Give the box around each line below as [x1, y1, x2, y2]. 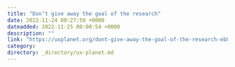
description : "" [7, 29, 55, 37]
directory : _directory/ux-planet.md [7, 50, 114, 57]
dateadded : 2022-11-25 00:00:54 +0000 [7, 23, 120, 30]
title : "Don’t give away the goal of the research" [7, 10, 161, 17]
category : [7, 43, 36, 50]
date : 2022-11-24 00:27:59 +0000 [7, 17, 105, 24]
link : [7, 36, 23, 43]
